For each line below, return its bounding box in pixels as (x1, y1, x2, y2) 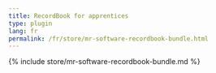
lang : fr (8, 27, 38, 35)
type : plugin (8, 19, 53, 28)
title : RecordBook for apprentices (8, 11, 129, 20)
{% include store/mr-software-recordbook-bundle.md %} (8, 57, 201, 67)
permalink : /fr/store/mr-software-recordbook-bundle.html (8, 34, 209, 43)
